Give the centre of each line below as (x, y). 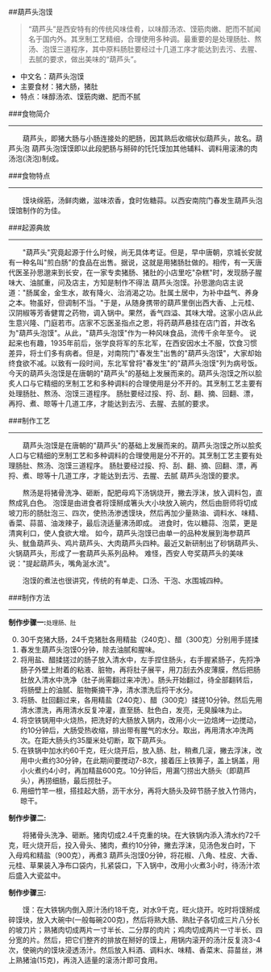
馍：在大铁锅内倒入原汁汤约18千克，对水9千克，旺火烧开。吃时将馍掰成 (141, 909)
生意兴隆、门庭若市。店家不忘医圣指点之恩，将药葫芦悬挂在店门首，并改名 (132, 323)
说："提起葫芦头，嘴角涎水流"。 (61, 563)
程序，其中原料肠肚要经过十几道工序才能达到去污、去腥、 (166, 49)
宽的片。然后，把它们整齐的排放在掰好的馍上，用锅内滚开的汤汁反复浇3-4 (138, 940)
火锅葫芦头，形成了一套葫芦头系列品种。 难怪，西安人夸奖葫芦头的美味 (126, 553)
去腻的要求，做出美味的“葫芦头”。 (84, 59)
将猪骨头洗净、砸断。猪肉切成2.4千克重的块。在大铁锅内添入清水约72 (138, 835)
